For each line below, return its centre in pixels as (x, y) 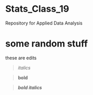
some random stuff (46, 44)
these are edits (21, 58)
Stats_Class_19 (37, 9)
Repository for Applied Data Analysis (44, 23)
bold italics (30, 87)
